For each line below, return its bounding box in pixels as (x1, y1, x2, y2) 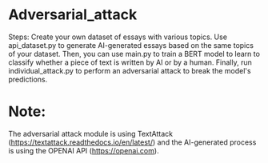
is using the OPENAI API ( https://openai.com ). (8, 145, 159, 155)
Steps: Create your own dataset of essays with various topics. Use (8, 32, 228, 42)
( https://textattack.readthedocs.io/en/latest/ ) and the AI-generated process (8, 137, 257, 147)
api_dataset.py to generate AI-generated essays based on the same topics (8, 40, 254, 50)
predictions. (8, 74, 48, 84)
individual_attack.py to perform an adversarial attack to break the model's (8, 66, 251, 75)
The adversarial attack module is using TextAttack (8, 129, 174, 138)
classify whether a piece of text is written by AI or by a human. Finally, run (8, 58, 252, 67)
